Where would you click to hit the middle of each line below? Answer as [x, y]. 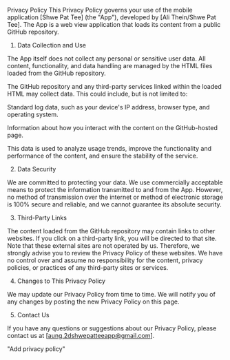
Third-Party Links [42, 218]
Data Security [36, 169]
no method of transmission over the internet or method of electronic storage [115, 197]
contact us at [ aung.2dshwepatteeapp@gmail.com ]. [81, 336]
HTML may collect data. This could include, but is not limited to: [97, 94]
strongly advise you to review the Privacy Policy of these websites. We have [115, 253]
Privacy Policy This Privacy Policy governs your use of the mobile [100, 10]
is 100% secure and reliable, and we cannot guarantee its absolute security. [114, 204]
